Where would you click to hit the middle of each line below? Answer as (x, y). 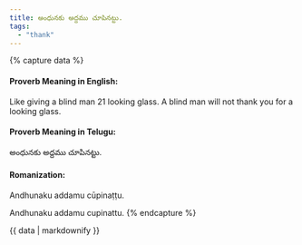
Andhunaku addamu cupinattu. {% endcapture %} (103, 212)
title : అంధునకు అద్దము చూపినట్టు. (66, 18)
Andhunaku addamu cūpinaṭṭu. (67, 195)
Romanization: (38, 175)
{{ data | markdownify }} (55, 230)
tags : (19, 26)
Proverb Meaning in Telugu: (63, 132)
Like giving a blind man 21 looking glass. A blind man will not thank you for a (151, 102)
